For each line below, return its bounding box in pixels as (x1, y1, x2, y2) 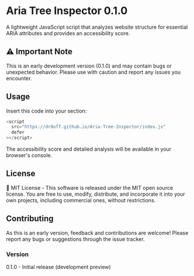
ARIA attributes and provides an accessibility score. (6, 29, 130, 36)
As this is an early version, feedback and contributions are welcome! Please (6, 229, 189, 236)
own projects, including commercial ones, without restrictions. (6, 196, 156, 203)
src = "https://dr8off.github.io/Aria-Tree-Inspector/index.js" (11, 124, 166, 130)
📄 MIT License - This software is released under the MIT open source (6, 184, 174, 191)
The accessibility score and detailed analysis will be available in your (6, 145, 172, 153)
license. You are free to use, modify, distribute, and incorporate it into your (6, 190, 185, 197)
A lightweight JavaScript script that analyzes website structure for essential (6, 23, 188, 30)
